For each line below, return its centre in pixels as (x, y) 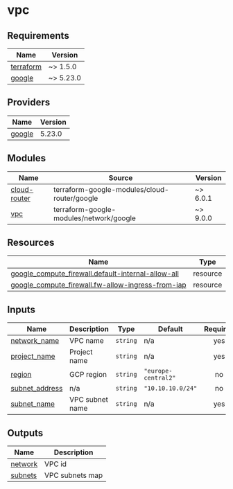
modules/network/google (95, 218)
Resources (31, 243)
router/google (76, 198)
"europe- (158, 371)
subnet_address (37, 389)
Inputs (21, 309)
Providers (29, 103)
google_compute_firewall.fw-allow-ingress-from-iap (98, 285)
